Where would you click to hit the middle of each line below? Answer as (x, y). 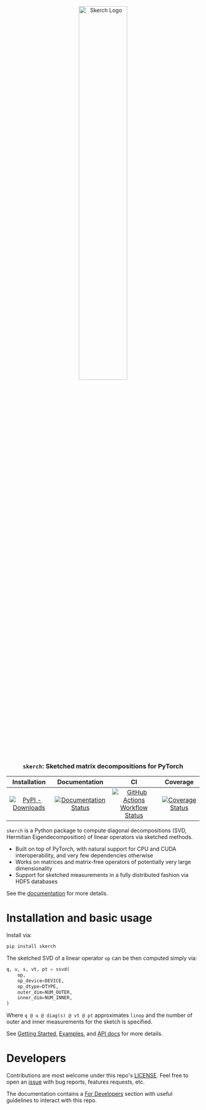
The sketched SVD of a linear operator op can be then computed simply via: (102, 958)
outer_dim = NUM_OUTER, (45, 992)
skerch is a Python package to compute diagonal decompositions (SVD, (97, 830)
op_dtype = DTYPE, (38, 986)
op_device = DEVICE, (41, 981)
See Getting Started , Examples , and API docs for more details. (85, 1034)
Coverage (179, 782)
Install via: (19, 935)
